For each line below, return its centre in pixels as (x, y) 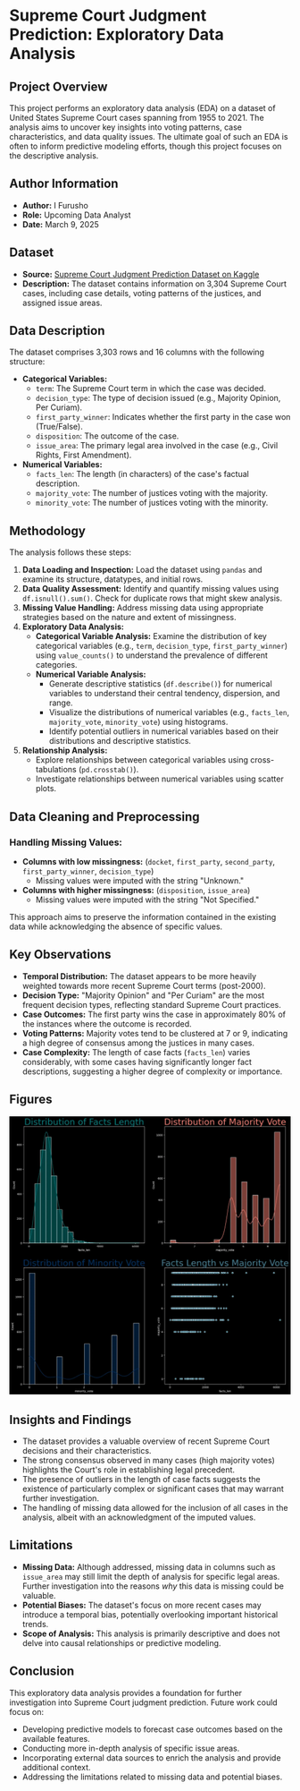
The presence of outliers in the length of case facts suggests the (141, 1479)
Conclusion (42, 1672)
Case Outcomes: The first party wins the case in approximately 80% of (154, 1014)
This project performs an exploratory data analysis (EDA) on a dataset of (142, 108)
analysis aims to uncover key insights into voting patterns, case (126, 127)
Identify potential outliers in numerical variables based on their (164, 731)
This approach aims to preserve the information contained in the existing (143, 917)
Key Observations (60, 955)
